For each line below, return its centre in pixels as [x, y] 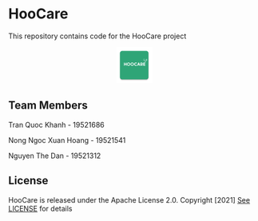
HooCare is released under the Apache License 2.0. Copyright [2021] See [129, 199]
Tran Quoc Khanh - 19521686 [57, 124]
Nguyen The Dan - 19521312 [55, 156]
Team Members [48, 106]
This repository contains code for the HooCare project [97, 36]
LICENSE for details [40, 208]
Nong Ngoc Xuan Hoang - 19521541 [67, 140]
